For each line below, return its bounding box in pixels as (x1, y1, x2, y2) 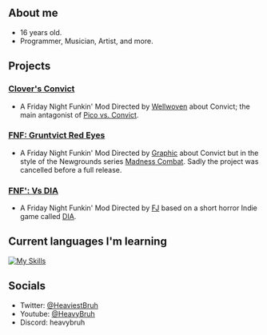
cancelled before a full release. (19, 165, 122, 174)
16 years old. (19, 27, 62, 37)
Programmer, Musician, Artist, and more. (19, 36, 153, 46)
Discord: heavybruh (19, 317, 86, 327)
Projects (8, 59, 51, 73)
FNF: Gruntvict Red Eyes (8, 130, 106, 141)
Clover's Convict (8, 83, 75, 94)
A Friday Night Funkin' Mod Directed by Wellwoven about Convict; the (19, 102, 250, 111)
